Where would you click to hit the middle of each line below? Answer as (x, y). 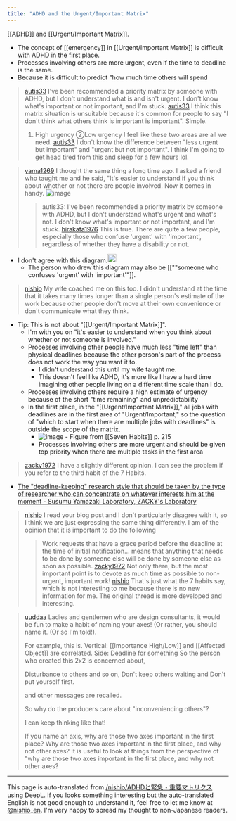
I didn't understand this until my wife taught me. (107, 369)
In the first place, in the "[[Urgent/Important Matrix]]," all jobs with (123, 407)
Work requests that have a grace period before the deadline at (132, 544)
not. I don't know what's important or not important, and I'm (129, 222)
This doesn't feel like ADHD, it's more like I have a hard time (125, 377)
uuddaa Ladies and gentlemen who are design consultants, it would (122, 617)
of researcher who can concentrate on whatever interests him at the (116, 494)
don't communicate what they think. (77, 311)
